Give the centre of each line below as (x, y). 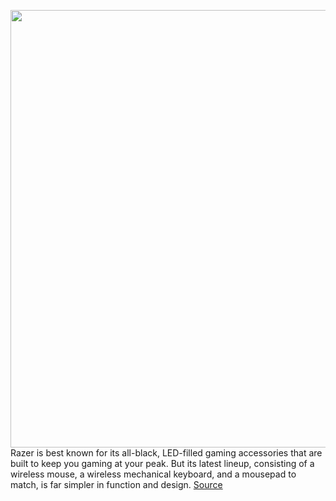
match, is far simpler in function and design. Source (116, 484)
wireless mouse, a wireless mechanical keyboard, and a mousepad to (153, 474)
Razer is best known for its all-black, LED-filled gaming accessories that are (166, 453)
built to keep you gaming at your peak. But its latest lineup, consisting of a (162, 463)
